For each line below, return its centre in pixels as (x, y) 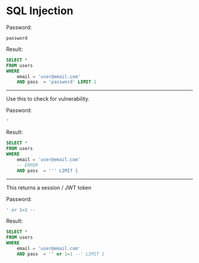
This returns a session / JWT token (49, 187)
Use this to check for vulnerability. (48, 99)
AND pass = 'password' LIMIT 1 (57, 82)
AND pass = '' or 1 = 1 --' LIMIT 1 (61, 254)
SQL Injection (40, 11)
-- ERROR (28, 165)
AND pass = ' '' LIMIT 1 (47, 171)
